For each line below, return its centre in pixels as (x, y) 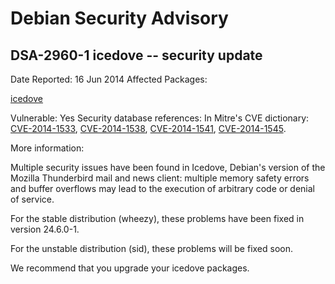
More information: (47, 148)
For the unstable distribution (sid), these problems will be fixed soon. (151, 248)
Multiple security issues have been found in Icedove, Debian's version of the (168, 167)
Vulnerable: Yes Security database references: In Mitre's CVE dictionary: (160, 118)
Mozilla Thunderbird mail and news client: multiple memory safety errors (160, 178)
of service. (32, 199)
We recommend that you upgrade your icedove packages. (130, 268)
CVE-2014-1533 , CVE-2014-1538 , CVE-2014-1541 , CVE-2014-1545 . (148, 128)
